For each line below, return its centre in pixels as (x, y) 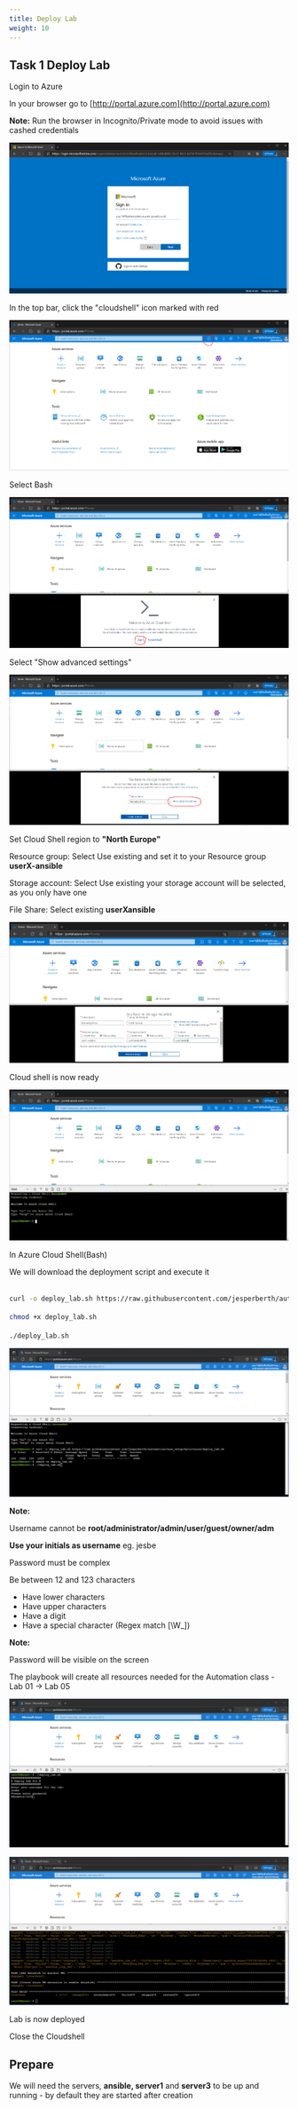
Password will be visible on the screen (79, 1659)
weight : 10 (29, 28)
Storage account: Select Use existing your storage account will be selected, (148, 883)
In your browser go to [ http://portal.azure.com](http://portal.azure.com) (140, 104)
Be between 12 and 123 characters (72, 1579)
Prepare (32, 2064)
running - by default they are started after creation (101, 2096)
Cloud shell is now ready (54, 1078)
